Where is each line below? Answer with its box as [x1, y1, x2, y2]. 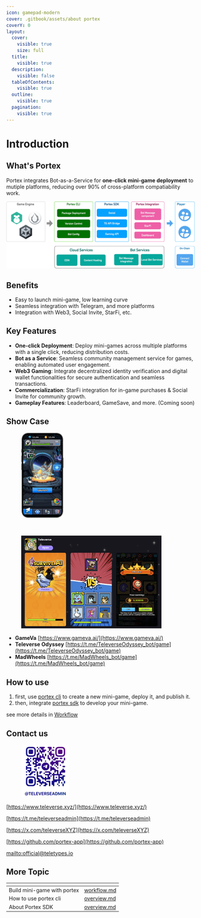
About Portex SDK [8, 903, 54, 910]
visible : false [17, 72, 55, 79]
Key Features [6, 326, 57, 336]
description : [11, 66, 44, 72]
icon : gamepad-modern [6, 10, 60, 16]
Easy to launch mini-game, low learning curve [14, 296, 128, 303]
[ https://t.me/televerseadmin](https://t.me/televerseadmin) [6, 815, 151, 822]
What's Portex [6, 161, 61, 171]
